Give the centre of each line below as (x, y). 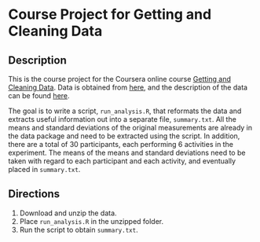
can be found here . (39, 95)
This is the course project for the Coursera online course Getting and (120, 79)
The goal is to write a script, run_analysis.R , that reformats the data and (125, 111)
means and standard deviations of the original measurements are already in (130, 128)
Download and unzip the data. (68, 213)
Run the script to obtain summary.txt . (79, 229)
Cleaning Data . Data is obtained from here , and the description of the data (128, 87)
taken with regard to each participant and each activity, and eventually (122, 161)
